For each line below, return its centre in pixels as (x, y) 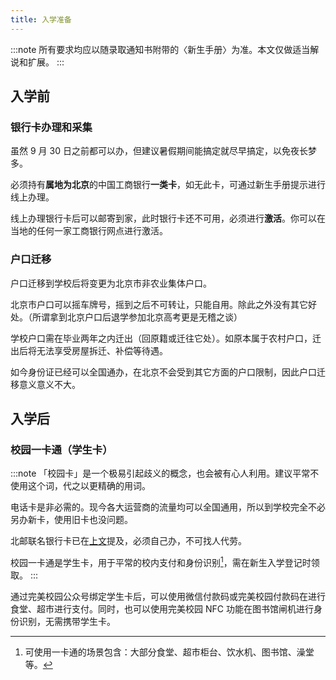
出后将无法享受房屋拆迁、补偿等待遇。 (89, 350)
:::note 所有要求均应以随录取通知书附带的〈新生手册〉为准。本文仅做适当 (160, 49)
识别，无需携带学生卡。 (67, 621)
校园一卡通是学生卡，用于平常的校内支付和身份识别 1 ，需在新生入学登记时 (161, 561)
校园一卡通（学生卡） (61, 449)
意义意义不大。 (49, 384)
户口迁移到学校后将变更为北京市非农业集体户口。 (111, 283)
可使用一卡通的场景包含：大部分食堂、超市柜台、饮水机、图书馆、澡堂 (169, 652)
